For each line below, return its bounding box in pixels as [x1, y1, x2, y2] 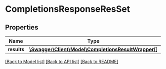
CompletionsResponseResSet [5, 3, 130, 15]
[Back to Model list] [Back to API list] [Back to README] [5, 59, 119, 65]
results [7, 46, 25, 53]
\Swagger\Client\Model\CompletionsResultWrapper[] [29, 46, 158, 53]
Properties [5, 23, 39, 32]
